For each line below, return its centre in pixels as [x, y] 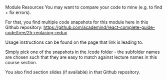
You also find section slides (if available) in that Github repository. [73, 72]
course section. [21, 62]
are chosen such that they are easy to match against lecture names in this [81, 57]
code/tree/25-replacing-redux [36, 33]
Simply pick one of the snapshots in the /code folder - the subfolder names [82, 52]
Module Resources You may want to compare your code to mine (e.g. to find [84, 7]
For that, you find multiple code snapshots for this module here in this [77, 22]
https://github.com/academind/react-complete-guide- [99, 27]
